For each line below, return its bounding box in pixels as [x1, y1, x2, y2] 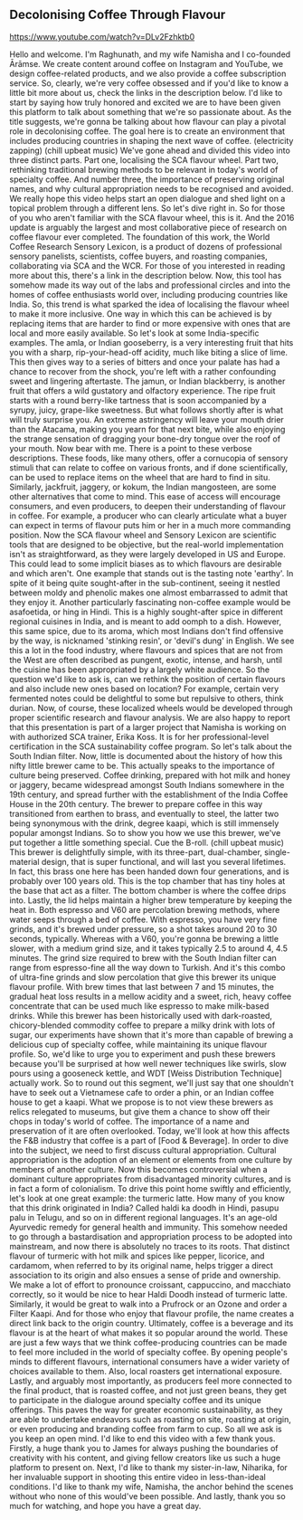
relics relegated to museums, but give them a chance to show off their [9, 1106, 270, 1116]
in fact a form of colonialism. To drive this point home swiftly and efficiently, [9, 1183, 292, 1193]
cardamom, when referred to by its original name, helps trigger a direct [9, 1259, 274, 1270]
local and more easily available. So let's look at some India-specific [9, 328, 260, 338]
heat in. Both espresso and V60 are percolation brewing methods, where [9, 904, 280, 915]
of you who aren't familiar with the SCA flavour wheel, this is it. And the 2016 [9, 212, 295, 223]
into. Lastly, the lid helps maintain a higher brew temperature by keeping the [9, 895, 292, 906]
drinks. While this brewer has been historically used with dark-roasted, [9, 1010, 273, 1021]
